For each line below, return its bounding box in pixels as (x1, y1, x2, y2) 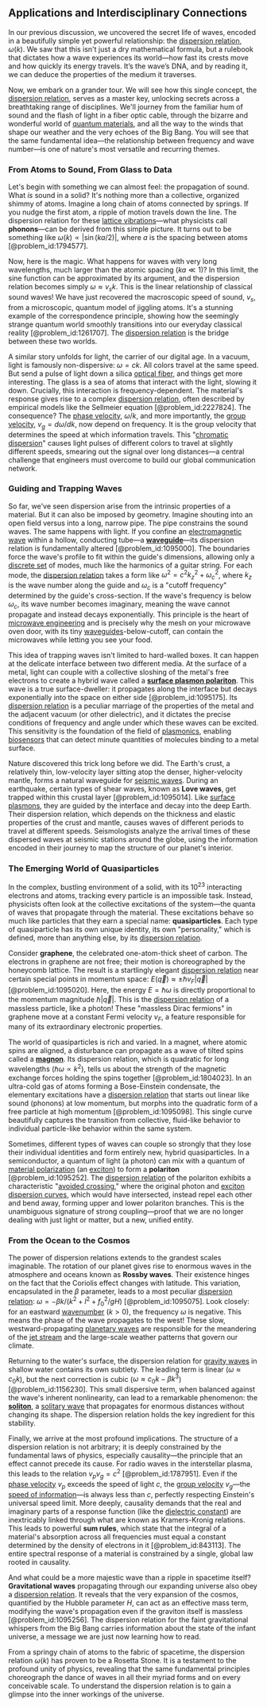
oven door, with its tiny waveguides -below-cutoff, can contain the (8, 626, 224, 636)
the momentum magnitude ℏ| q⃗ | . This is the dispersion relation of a (8, 994, 229, 1004)
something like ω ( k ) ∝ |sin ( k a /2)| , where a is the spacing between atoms (8, 233, 248, 242)
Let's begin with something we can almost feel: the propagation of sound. (8, 182, 250, 192)
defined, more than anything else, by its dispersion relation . (8, 933, 203, 943)
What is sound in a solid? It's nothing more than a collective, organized (8, 191, 240, 200)
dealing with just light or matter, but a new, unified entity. (8, 1215, 194, 1225)
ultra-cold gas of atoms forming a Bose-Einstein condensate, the (8, 1082, 221, 1091)
